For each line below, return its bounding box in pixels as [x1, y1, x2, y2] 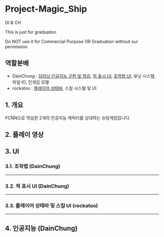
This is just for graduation [5, 29, 57, 35]
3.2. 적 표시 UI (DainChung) [5, 182, 69, 189]
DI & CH [5, 20, 21, 25]
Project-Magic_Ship [5, 3, 87, 15]
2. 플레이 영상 [5, 130, 44, 139]
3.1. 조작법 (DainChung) [5, 163, 61, 170]
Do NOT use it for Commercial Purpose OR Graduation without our [5, 38, 138, 44]
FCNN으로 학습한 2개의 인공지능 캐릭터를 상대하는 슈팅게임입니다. [5, 115, 131, 121]
